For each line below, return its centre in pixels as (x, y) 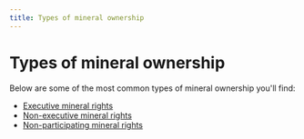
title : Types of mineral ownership (77, 18)
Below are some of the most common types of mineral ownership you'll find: (152, 88)
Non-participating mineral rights (83, 124)
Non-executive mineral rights (77, 115)
